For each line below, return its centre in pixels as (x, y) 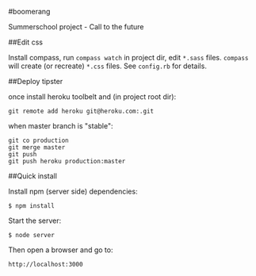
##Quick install (33, 176)
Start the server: (35, 220)
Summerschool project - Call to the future (76, 27)
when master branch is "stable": (61, 126)
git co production (38, 140)
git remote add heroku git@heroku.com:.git (81, 111)
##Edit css (26, 42)
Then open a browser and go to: (61, 250)
